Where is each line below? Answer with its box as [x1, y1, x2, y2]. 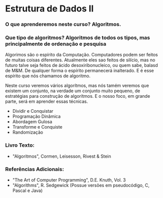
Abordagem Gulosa [12, 119, 52, 125]
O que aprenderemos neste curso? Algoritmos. [5, 21, 121, 28]
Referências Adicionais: [5, 166, 64, 173]
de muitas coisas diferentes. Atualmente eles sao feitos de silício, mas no [5, 57, 156, 63]
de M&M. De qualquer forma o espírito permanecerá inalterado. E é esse [5, 68, 154, 74]
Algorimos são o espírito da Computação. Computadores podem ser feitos [5, 52, 158, 58]
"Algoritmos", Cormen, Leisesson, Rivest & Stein [12, 153, 111, 159]
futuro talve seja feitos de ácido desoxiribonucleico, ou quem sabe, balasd [5, 62, 158, 68]
